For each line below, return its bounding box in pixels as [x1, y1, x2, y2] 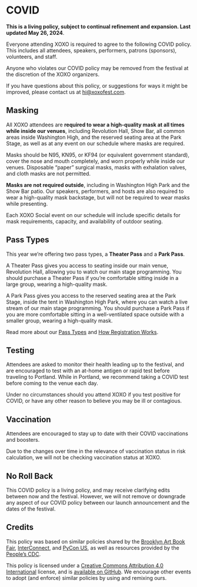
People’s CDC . [6, 551, 41, 558]
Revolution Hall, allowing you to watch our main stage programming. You [6, 268, 182, 275]
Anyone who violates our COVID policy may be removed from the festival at [6, 64, 189, 71]
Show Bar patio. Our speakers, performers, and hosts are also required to [6, 188, 184, 195]
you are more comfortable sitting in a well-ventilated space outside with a [6, 311, 184, 318]
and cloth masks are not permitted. [6, 170, 91, 177]
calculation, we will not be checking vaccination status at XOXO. [6, 454, 162, 461]
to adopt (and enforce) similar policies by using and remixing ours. [6, 574, 167, 581]
